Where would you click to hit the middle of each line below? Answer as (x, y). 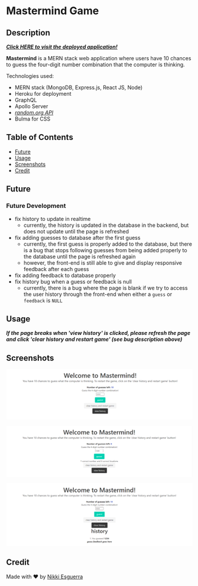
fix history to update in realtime (53, 219)
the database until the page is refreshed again (79, 256)
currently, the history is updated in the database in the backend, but (106, 225)
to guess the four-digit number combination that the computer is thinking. (95, 64)
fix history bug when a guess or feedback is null (73, 281)
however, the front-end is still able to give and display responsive (103, 263)
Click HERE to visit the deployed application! (62, 47)
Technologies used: (30, 76)
